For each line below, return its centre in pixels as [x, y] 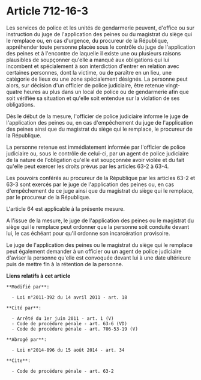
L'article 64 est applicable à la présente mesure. [65, 208]
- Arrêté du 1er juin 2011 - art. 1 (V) [63, 318]
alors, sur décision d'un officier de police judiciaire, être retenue [85, 85]
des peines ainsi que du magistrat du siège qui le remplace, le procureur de [100, 129]
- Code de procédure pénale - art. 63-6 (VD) [70, 323]
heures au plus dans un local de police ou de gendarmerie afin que [106, 92]
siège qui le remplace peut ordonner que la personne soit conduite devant [98, 226]
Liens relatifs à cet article [38, 276]
